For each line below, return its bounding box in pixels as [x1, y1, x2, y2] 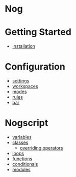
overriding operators [19, 145, 63, 151]
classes [12, 139, 29, 145]
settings [12, 78, 30, 84]
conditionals [12, 161, 38, 167]
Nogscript [5, 117, 48, 129]
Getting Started [5, 26, 72, 38]
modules [12, 166, 31, 172]
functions [12, 156, 33, 162]
